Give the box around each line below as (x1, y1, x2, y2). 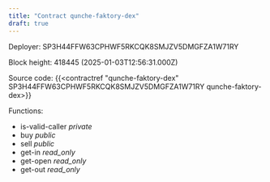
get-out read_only (19, 164, 81, 174)
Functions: (8, 106, 44, 116)
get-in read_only (19, 147, 75, 157)
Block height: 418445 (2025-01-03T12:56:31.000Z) (8, 57, 178, 67)
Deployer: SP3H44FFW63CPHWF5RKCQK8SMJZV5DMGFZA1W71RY (8, 41, 239, 51)
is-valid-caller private (19, 121, 92, 131)
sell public (19, 138, 55, 148)
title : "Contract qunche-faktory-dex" (8, 11, 139, 20)
